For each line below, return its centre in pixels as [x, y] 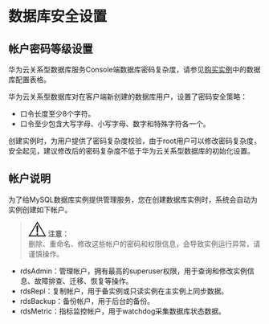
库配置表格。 [29, 80]
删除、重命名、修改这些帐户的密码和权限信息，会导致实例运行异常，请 [144, 244]
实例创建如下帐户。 [40, 209]
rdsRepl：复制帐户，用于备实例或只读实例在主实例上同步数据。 [124, 291]
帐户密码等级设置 [51, 49]
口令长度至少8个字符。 [57, 114]
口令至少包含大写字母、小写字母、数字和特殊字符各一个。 [115, 124]
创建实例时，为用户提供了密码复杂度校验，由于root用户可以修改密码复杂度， [134, 141]
